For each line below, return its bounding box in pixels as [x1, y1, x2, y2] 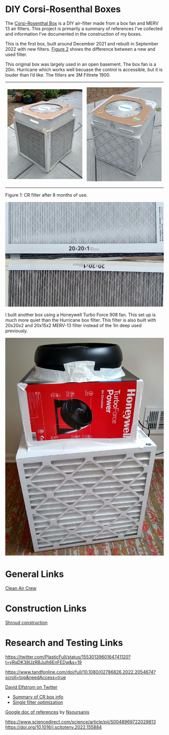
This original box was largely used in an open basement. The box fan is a [5, 61, 156, 67]
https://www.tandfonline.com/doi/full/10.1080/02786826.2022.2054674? [5, 669, 156, 675]
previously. [5, 328, 28, 334]
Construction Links [5, 603, 87, 615]
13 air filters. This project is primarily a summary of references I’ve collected [5, 25, 163, 31]
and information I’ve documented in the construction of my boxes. [5, 31, 142, 37]
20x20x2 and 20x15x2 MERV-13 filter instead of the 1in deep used [5, 323, 142, 329]
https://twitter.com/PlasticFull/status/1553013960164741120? [5, 654, 131, 660]
